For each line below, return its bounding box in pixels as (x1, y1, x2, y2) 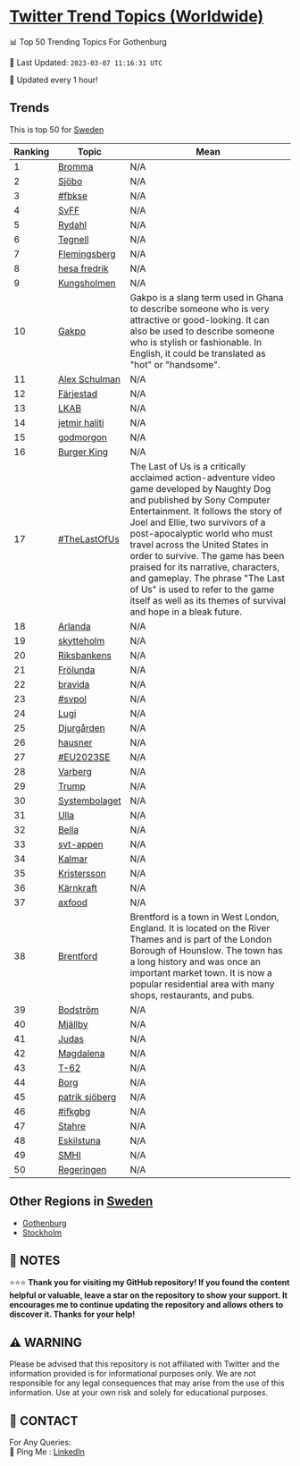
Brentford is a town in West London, (129, 911, 279, 923)
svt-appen (57, 838, 104, 851)
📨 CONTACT (9, 1413, 79, 1428)
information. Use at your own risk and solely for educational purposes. (9, 1387, 269, 1398)
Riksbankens (57, 648, 112, 661)
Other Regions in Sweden (9, 1194, 154, 1209)
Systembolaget (57, 794, 122, 807)
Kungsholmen (57, 276, 116, 289)
